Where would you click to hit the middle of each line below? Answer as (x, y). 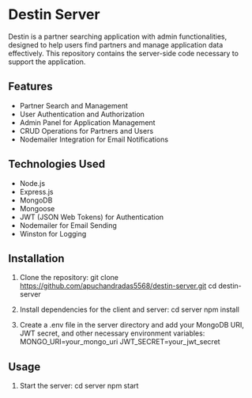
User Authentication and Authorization (82, 114)
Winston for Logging (53, 233)
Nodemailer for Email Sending (68, 225)
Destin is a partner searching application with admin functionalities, (118, 36)
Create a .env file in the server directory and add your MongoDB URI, (132, 325)
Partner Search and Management (74, 105)
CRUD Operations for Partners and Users (87, 131)
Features (30, 87)
